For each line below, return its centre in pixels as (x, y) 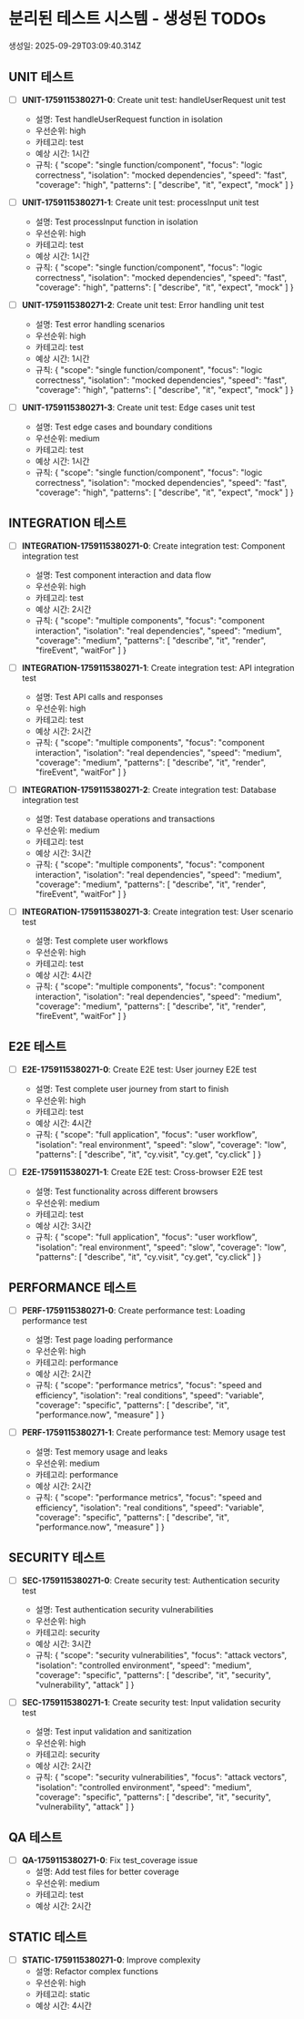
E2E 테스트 (38, 1047)
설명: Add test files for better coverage (107, 1871)
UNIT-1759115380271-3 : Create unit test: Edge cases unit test (138, 407)
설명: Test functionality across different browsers (127, 1191)
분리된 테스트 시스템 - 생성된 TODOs (137, 19)
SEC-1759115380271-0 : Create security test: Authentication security (151, 1580)
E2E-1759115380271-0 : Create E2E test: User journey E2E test (139, 1069)
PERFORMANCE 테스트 (73, 1288)
